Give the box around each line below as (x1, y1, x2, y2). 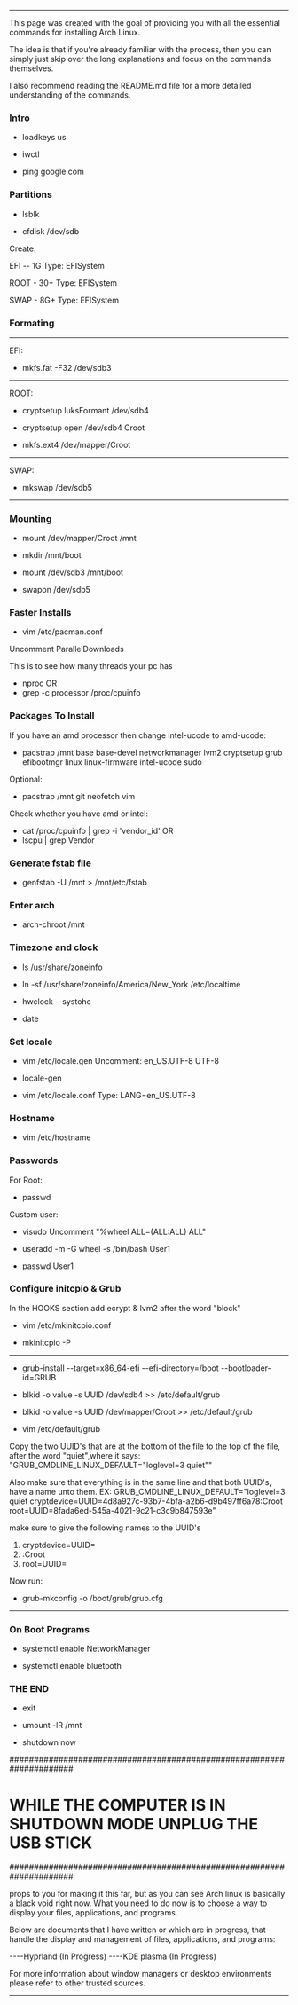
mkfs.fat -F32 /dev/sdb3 (21, 362, 113, 373)
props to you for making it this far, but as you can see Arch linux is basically (9, 1889, 286, 1899)
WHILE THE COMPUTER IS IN (9, 1795, 226, 1815)
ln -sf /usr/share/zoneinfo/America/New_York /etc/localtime (21, 979, 241, 989)
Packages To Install (9, 710, 95, 722)
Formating (9, 317, 55, 329)
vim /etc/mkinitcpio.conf (21, 1319, 112, 1331)
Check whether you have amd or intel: (9, 808, 149, 819)
